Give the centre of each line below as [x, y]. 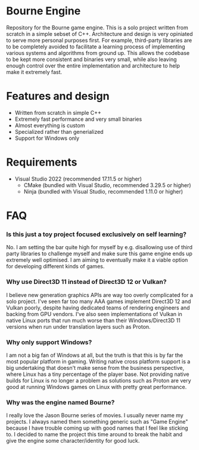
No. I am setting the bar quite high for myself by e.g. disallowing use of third [99, 247]
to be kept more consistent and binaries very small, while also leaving [91, 59]
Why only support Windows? [49, 342]
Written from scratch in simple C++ [58, 112]
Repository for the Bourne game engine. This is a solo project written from [97, 27]
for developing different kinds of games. [55, 267]
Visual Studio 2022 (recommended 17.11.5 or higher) [78, 179]
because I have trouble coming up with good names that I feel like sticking [97, 428]
